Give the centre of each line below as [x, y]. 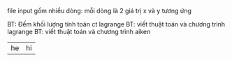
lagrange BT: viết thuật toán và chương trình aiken [79, 32]
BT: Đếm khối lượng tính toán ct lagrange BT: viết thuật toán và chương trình [116, 24]
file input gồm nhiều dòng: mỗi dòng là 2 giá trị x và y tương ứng [100, 11]
